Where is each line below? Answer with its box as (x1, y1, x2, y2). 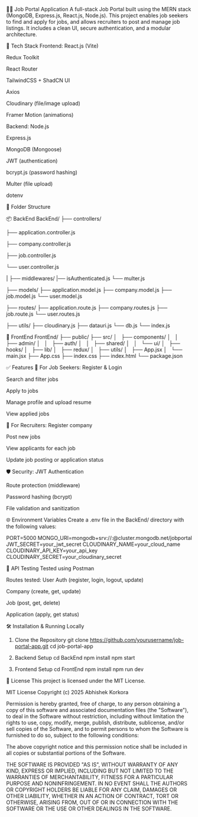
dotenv (6, 192, 24, 199)
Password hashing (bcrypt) (6, 493, 73, 500)
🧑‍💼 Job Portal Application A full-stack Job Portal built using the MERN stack (6, 6, 191, 12)
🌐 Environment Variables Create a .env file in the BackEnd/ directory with (6, 516, 184, 523)
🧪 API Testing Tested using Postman (6, 565, 95, 572)
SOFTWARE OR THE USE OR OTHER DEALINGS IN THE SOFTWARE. (6, 805, 172, 812)
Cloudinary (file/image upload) (6, 100, 81, 107)
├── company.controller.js (6, 240, 72, 247)
